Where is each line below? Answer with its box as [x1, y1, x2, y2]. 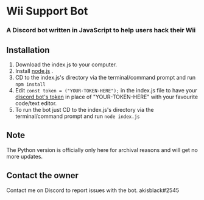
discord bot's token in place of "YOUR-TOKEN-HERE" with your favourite [15, 93, 199, 100]
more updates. [6, 153, 43, 160]
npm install [15, 81, 46, 88]
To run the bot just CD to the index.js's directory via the [15, 106, 154, 113]
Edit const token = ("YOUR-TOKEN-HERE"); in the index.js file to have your [15, 86, 198, 94]
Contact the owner [6, 170, 79, 181]
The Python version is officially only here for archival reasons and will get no [6, 146, 198, 153]
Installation [6, 44, 50, 55]
